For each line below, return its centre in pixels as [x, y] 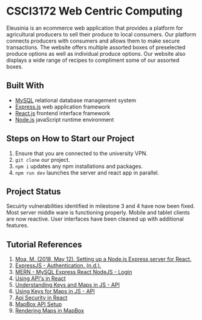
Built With [25, 86]
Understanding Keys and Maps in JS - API [67, 285]
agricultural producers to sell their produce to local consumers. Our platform [101, 34]
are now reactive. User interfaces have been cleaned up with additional [95, 219]
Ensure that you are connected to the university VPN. [81, 153]
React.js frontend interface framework [63, 113]
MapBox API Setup [38, 304]
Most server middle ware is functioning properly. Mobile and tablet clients [98, 213]
